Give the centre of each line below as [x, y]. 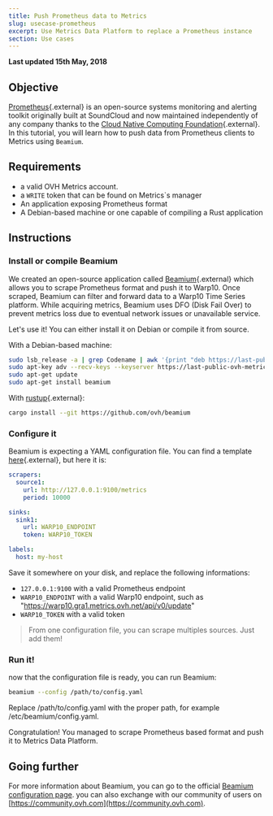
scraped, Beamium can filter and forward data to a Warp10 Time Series [127, 296]
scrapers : [25, 475]
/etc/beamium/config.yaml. [54, 717]
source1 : [30, 483]
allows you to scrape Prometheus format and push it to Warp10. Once [125, 287]
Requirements [45, 167]
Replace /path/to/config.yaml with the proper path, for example [114, 708]
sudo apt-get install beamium [60, 383]
